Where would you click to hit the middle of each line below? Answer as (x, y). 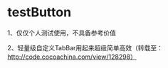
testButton (40, 12)
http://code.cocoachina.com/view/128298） (72, 57)
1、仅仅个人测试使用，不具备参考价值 (62, 33)
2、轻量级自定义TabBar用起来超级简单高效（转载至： (85, 47)
